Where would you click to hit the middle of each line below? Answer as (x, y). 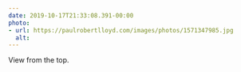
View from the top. (39, 60)
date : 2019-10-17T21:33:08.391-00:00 (71, 15)
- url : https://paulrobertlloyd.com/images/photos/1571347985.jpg (121, 30)
